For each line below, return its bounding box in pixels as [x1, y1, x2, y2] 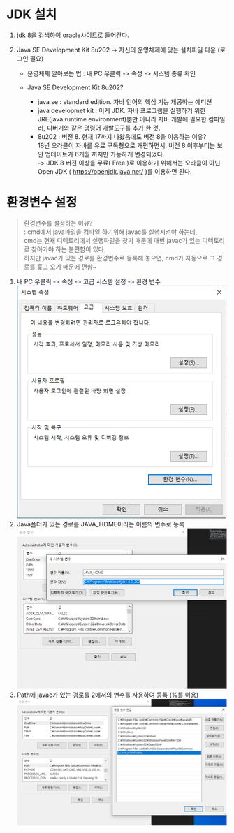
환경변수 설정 [6, 195, 78, 210]
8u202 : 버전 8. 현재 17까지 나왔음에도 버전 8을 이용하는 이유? [37, 132, 207, 140]
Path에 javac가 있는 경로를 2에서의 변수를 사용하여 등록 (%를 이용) [16, 691, 199, 699]
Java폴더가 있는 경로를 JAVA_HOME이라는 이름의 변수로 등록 [16, 519, 185, 528]
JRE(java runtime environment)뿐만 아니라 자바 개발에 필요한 [37, 115, 207, 123]
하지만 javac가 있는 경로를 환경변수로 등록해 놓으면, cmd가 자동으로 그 [23, 253, 216, 262]
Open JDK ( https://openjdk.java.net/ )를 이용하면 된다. [37, 167, 193, 175]
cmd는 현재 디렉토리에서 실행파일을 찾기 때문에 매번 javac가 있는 [23, 236, 200, 244]
